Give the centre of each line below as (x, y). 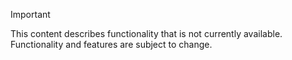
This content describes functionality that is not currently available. (146, 33)
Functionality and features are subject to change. (111, 44)
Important (30, 14)
